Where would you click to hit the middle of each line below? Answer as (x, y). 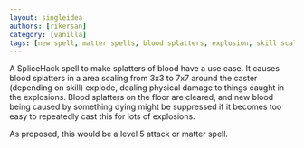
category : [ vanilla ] (48, 34)
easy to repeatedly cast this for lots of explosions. (103, 116)
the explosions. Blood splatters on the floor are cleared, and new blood (142, 97)
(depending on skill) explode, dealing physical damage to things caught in (147, 88)
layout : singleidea (46, 18)
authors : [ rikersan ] (48, 26)
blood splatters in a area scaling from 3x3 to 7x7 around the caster (133, 79)
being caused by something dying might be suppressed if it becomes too (146, 107)
